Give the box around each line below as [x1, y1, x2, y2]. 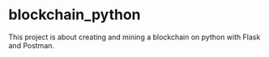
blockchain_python [8, 6, 141, 24]
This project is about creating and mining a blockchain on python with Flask [8, 32, 261, 42]
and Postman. [8, 40, 55, 50]
